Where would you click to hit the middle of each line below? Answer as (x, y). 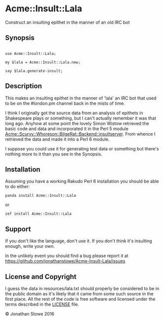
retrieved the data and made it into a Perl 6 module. (57, 139)
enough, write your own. (30, 246)
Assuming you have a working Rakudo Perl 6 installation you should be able (82, 182)
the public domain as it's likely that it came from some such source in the (80, 294)
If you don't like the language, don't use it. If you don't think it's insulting (79, 241)
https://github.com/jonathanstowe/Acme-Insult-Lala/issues (65, 261)
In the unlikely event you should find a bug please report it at (67, 256)
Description (23, 86)
